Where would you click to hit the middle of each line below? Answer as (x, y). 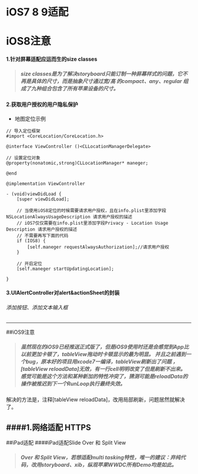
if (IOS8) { (31, 241)
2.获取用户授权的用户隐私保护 (42, 104)
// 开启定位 (29, 264)
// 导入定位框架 (23, 131)
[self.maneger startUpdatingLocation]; (66, 269)
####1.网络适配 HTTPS (48, 427)
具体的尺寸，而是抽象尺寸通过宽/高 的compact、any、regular (106, 81)
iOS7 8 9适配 (37, 12)
